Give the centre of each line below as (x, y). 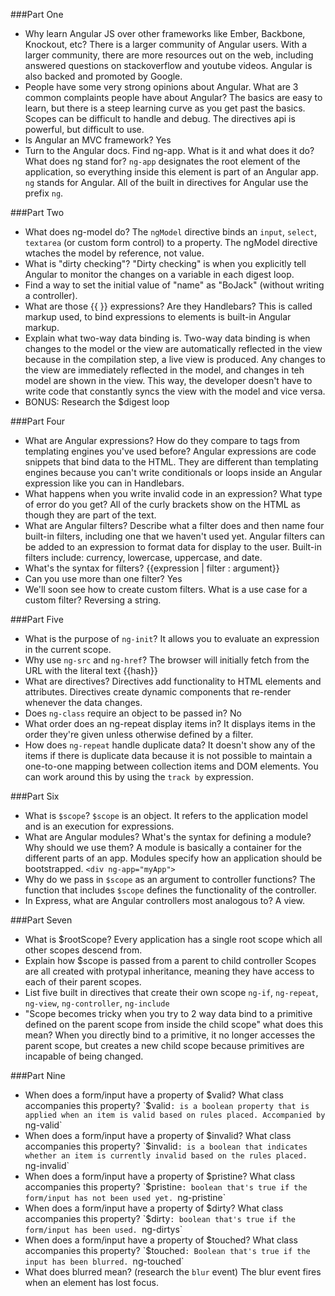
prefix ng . (44, 193)
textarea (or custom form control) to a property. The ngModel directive (171, 242)
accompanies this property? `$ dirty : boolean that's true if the (160, 1218)
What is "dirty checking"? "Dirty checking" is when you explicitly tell (165, 263)
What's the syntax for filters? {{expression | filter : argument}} (152, 568)
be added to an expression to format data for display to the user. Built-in (173, 547)
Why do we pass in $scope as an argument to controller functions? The (170, 879)
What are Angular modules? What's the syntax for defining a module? (168, 837)
